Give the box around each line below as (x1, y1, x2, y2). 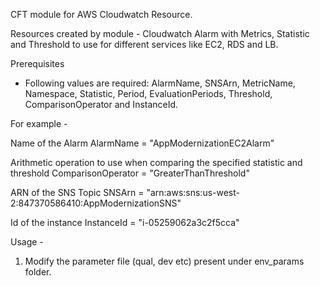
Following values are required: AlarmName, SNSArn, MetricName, (24, 77, 296, 89)
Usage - (10, 236, 44, 248)
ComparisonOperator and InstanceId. (24, 99, 179, 110)
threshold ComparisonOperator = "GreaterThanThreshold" (10, 167, 250, 179)
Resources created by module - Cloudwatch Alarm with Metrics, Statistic (10, 28, 310, 39)
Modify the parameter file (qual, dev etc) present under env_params (24, 255, 305, 267)
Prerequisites (10, 58, 65, 69)
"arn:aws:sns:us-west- (146, 187, 240, 198)
